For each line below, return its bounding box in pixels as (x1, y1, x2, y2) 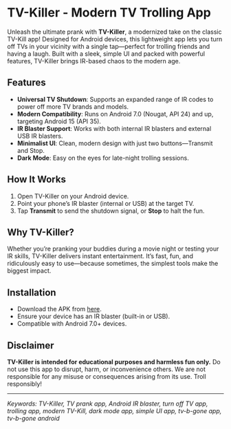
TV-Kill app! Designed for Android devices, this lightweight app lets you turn (7, 34, 223, 43)
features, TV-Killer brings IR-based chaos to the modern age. (7, 56, 181, 65)
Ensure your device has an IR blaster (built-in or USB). (16, 312, 170, 321)
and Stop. (16, 146, 45, 154)
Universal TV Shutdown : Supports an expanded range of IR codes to (16, 95, 214, 103)
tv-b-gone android (7, 415, 60, 422)
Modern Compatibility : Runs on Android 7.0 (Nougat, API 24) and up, (16, 109, 214, 118)
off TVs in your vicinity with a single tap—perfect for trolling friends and (7, 42, 210, 50)
